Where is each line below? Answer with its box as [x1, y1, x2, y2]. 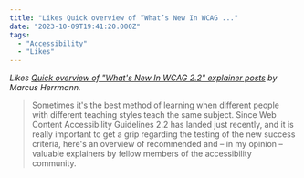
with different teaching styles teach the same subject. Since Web [31, 110, 277, 120]
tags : [9, 30, 30, 39]
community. [31, 158, 77, 169]
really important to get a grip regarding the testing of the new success [31, 129, 296, 140]
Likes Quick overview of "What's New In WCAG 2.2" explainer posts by [9, 72, 278, 83]
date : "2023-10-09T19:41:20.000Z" [9, 22, 142, 31]
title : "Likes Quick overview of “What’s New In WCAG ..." [9, 13, 239, 23]
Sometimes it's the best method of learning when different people [31, 99, 280, 110]
